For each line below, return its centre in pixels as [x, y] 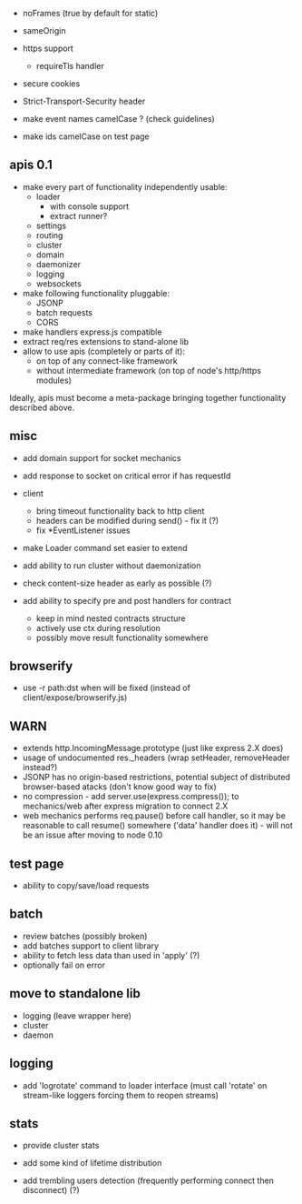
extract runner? [78, 216]
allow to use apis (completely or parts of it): [104, 351]
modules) [54, 380]
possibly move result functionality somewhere [122, 637]
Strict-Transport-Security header [84, 101]
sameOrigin [44, 30]
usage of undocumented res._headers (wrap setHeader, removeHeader [156, 758]
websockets [58, 283]
